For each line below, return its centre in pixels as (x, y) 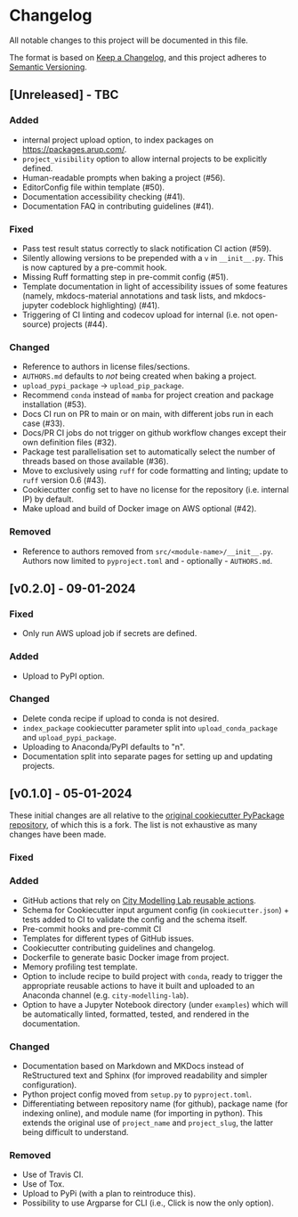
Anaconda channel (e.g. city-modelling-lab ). (105, 995)
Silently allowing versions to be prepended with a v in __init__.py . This (153, 257)
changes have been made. (58, 834)
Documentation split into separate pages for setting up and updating (147, 756)
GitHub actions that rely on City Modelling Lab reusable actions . (139, 900)
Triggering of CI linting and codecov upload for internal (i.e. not (138, 314)
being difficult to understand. (75, 1132)
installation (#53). (54, 404)
